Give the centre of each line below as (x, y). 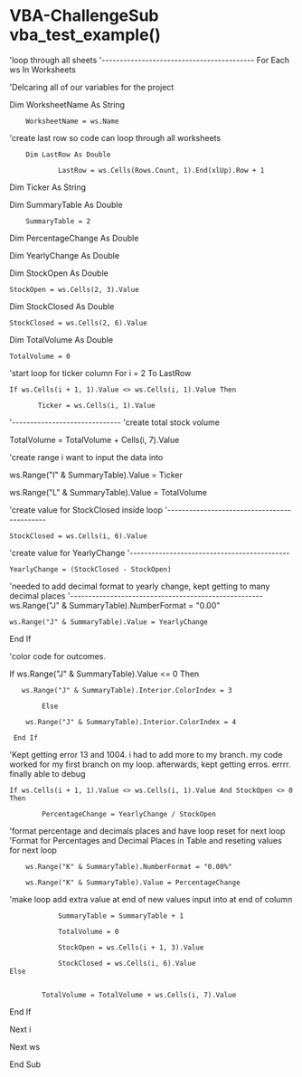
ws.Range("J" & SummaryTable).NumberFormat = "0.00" (115, 605)
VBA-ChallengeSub (84, 16)
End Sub (25, 1064)
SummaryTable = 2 (58, 221)
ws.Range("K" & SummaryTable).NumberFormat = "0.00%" (129, 866)
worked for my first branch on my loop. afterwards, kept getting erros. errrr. (150, 764)
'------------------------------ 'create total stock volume (114, 422)
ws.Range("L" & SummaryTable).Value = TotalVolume (109, 492)
